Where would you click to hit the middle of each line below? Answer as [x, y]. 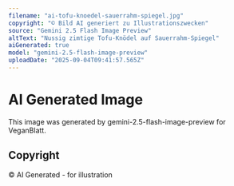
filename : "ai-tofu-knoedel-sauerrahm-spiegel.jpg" [96, 16]
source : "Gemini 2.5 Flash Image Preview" [80, 30]
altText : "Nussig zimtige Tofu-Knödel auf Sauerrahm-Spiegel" [114, 38]
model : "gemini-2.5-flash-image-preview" [78, 53]
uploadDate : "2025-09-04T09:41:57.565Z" [77, 61]
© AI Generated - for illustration [61, 174]
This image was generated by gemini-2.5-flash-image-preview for [117, 121]
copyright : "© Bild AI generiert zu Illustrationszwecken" [109, 23]
